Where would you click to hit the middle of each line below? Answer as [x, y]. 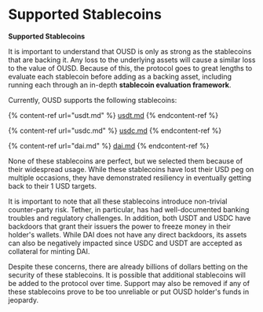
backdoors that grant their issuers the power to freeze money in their [120, 226]
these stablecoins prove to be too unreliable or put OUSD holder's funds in [129, 292]
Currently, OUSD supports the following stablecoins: [93, 100]
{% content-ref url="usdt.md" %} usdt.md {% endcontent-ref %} [113, 115]
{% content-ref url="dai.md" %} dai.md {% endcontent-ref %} [109, 145]
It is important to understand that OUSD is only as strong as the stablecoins [130, 51]
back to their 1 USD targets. [52, 185]
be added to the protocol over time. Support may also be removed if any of [129, 283]
